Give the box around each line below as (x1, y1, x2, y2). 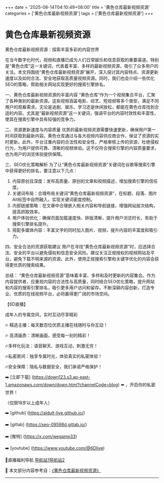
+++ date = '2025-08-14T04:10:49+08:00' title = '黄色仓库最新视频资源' (5, 4, 150, 10)
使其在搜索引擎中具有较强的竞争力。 (5, 116, 78, 122)
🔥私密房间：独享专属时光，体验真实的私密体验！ (5, 353, 102, 359)
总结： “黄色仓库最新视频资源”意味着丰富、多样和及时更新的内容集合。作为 (5, 272, 156, 278)
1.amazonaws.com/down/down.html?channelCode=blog (5, 382, 118, 387)
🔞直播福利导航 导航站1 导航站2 (5, 457, 65, 463)
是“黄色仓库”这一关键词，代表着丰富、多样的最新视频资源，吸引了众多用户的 (5, 63, 159, 69)
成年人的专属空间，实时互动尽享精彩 (5, 312, 78, 317)
